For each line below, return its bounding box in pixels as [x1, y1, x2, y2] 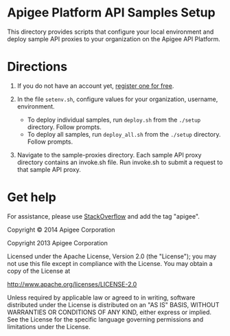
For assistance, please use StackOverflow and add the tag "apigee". [7, 212, 200, 221]
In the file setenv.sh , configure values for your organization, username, [16, 95, 218, 103]
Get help [7, 190, 56, 205]
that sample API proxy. [16, 165, 81, 173]
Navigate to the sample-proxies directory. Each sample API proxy [16, 150, 202, 159]
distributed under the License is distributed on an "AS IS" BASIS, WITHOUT [7, 300, 220, 309]
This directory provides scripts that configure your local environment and [7, 27, 214, 36]
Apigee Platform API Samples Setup [7, 5, 216, 21]
